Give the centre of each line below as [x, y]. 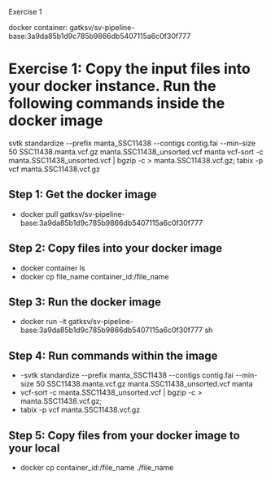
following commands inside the [117, 104]
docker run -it [43, 322]
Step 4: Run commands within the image [113, 355]
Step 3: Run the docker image [85, 302]
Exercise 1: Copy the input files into [129, 69]
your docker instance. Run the [112, 86]
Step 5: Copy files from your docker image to [124, 435]
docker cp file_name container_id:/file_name [94, 276]
